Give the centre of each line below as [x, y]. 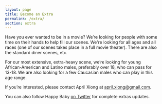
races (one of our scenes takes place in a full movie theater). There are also [81, 47]
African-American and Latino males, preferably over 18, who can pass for [78, 67]
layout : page [18, 10]
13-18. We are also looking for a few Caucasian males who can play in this [79, 73]
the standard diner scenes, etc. [36, 53]
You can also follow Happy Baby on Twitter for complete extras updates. [77, 97]
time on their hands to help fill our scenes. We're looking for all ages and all [81, 42]
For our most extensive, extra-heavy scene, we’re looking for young [73, 62]
